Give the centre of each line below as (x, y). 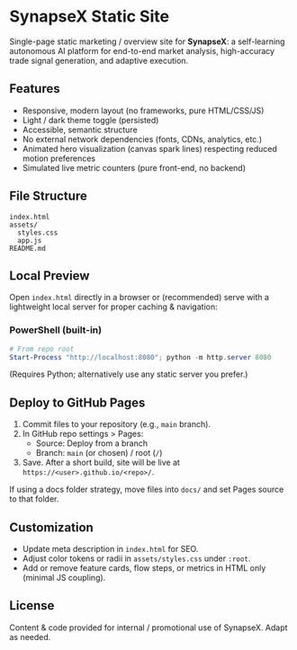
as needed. (30, 637)
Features (35, 89)
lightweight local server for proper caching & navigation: (113, 307)
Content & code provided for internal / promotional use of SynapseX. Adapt (148, 628)
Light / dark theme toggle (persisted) (90, 120)
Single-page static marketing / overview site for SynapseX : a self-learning (147, 41)
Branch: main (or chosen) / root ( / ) (99, 453)
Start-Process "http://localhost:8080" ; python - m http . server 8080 (140, 357)
